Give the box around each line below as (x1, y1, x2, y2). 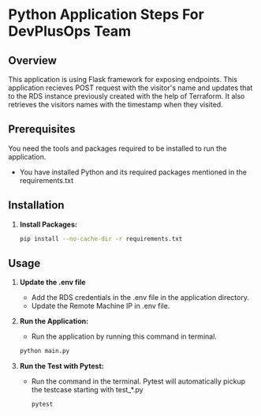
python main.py (19, 347, 70, 355)
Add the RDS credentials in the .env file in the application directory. (31, 293, 250, 302)
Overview (8, 54, 58, 67)
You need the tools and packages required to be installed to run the (8, 144, 227, 153)
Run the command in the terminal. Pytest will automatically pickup (31, 377, 246, 386)
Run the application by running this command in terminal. (31, 332, 217, 341)
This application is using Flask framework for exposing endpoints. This (8, 75, 238, 84)
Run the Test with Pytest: (19, 362, 104, 371)
